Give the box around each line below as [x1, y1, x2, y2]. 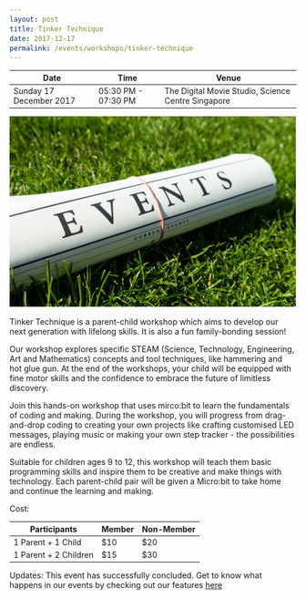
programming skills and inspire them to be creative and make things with [9, 466, 282, 478]
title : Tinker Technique [9, 24, 104, 34]
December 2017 [13, 96, 76, 106]
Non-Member [141, 523, 196, 534]
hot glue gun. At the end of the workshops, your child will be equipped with [9, 363, 291, 374]
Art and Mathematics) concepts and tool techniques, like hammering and [9, 354, 283, 365]
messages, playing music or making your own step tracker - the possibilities [9, 429, 295, 440]
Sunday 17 [13, 86, 55, 96]
